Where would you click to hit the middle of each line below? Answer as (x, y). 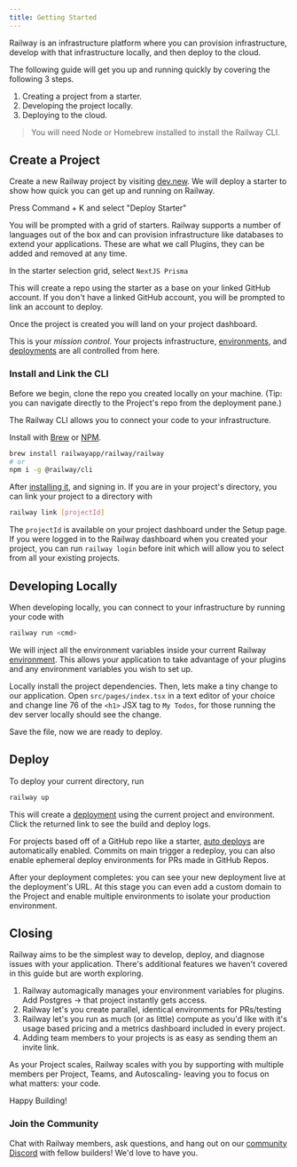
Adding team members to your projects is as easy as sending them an (149, 1038)
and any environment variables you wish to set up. (101, 668)
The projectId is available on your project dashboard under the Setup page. (148, 530)
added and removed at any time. (68, 253)
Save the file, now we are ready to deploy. (86, 731)
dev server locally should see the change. (86, 714)
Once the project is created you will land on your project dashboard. (133, 324)
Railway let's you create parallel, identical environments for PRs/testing (152, 1010)
